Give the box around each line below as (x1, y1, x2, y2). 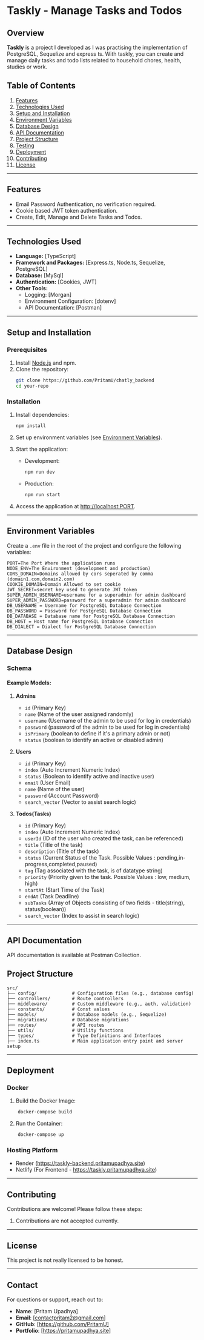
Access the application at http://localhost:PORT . (15, 502, 136, 509)
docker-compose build (18, 1109, 72, 1115)
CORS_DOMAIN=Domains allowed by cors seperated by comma (7, 571, 154, 577)
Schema (7, 664, 32, 672)
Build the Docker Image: (15, 1097, 76, 1104)
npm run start (24, 491, 61, 497)
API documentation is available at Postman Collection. (7, 951, 142, 958)
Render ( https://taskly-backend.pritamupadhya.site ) (15, 1159, 146, 1167)
